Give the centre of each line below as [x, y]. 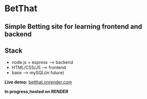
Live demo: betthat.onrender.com [38, 82]
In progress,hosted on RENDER [37, 92]
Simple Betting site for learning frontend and [73, 27]
